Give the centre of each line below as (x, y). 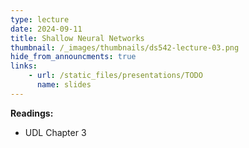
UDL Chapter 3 (55, 132)
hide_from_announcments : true (73, 57)
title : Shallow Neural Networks (77, 38)
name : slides (64, 85)
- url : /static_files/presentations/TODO (115, 76)
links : (24, 66)
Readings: (32, 113)
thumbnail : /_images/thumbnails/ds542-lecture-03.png (125, 47)
